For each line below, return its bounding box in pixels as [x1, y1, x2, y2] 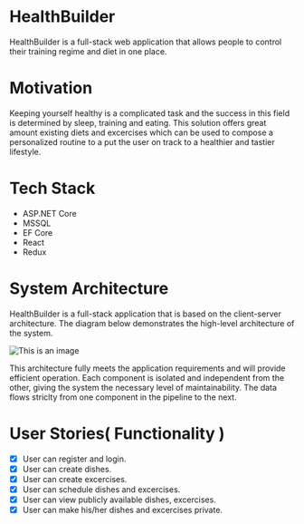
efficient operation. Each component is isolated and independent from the [9, 372, 285, 383]
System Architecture [9, 278, 169, 298]
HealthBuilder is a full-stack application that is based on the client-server [9, 308, 282, 319]
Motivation [9, 78, 93, 99]
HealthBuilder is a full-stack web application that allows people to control [9, 36, 282, 47]
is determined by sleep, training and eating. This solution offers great [9, 117, 267, 128]
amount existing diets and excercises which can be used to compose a [9, 127, 274, 138]
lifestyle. [9, 146, 42, 157]
